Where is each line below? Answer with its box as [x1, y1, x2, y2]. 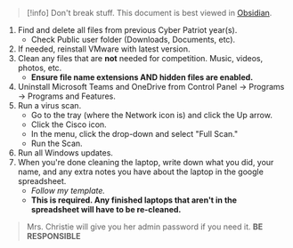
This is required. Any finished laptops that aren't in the [30, 195, 238, 205]
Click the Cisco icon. [30, 119, 107, 130]
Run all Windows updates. [17, 148, 114, 158]
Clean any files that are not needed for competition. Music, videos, [17, 53, 264, 63]
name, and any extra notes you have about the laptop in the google [17, 166, 265, 177]
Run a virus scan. [17, 100, 82, 110]
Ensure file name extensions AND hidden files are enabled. [30, 72, 254, 83]
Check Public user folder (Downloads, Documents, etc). [30, 35, 236, 44]
